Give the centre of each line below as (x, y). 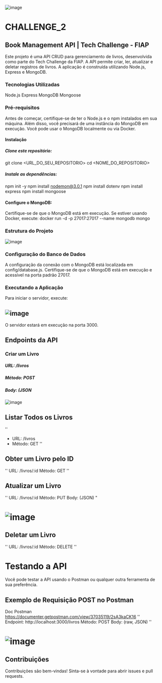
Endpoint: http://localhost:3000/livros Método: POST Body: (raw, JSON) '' (78, 622)
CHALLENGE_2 (36, 27)
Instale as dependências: (31, 174)
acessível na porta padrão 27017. (38, 275)
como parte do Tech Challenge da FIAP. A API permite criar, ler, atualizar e (79, 62)
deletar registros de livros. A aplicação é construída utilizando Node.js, (75, 67)
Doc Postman (19, 612)
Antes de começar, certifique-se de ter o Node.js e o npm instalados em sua (81, 118)
